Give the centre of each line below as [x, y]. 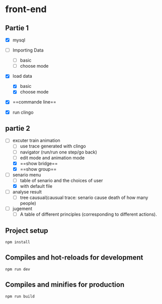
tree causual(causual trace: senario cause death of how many [84, 197]
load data [22, 76]
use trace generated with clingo [53, 146]
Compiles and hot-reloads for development [74, 258]
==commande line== [34, 102]
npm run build [20, 296]
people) [28, 204]
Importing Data [28, 50]
